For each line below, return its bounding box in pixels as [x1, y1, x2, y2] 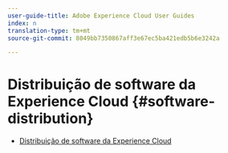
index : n [7, 19, 37, 27]
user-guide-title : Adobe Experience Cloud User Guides [7, 11, 195, 20]
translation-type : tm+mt [7, 26, 91, 34]
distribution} [7, 110, 94, 128]
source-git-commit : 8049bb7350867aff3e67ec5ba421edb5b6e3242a [7, 34, 220, 42]
